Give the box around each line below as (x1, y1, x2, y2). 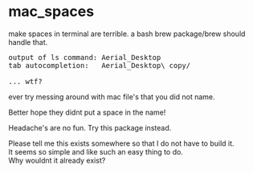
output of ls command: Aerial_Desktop (8, 53, 161, 62)
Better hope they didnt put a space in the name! (8, 107, 166, 117)
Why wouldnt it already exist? (8, 155, 106, 165)
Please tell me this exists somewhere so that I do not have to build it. (8, 139, 235, 148)
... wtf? (8, 77, 43, 86)
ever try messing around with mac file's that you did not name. (8, 91, 215, 102)
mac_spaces (8, 2, 95, 21)
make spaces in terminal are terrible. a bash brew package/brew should (8, 29, 246, 38)
